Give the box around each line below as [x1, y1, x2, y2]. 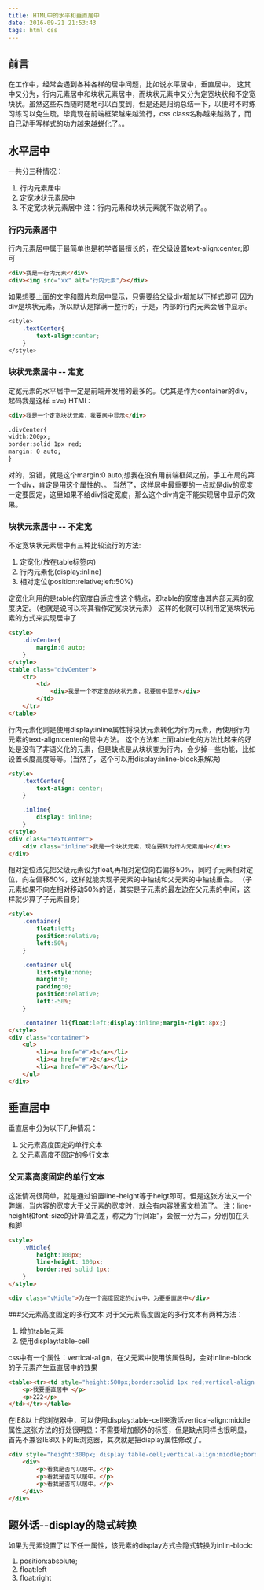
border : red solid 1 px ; [36, 1265, 111, 1274]
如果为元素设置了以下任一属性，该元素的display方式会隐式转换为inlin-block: [8, 1540, 254, 1550]
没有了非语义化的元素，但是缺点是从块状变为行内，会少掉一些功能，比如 [21, 744, 256, 753]
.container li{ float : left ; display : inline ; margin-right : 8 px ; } [22, 1019, 226, 1027]
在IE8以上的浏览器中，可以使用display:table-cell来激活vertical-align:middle [8, 1415, 251, 1425]
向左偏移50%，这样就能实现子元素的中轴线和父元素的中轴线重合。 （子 [21, 874, 253, 885]
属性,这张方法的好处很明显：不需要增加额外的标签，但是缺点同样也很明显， [8, 1425, 251, 1435]
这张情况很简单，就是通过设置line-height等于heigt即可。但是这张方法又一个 [8, 1191, 252, 1200]
